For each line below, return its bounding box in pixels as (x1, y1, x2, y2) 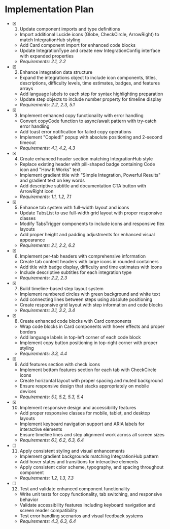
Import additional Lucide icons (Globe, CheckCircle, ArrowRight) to (19, 31, 159, 37)
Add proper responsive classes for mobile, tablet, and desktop (19, 410, 150, 416)
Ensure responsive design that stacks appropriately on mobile (19, 383, 149, 389)
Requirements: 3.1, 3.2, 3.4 (19, 307, 76, 313)
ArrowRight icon (19, 188, 54, 194)
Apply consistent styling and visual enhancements (19, 448, 125, 454)
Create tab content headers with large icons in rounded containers (19, 258, 159, 264)
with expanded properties (19, 52, 74, 59)
